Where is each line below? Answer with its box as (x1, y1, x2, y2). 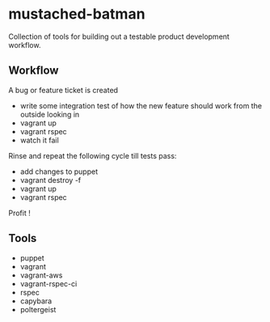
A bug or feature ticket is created (8, 85, 119, 95)
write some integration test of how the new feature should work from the (19, 100, 263, 110)
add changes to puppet (19, 167, 99, 176)
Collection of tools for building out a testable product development (8, 32, 230, 41)
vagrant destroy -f (19, 175, 82, 184)
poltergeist (19, 304, 57, 314)
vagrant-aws (19, 270, 63, 280)
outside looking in (19, 109, 80, 119)
